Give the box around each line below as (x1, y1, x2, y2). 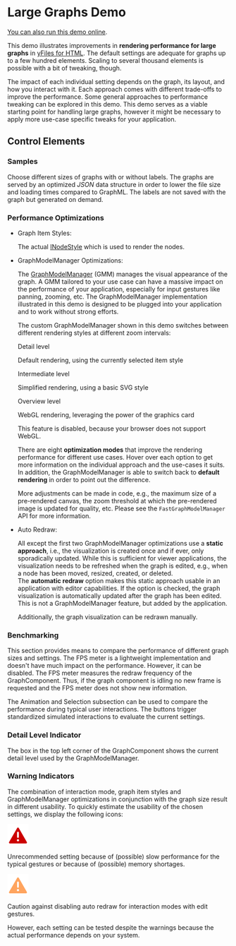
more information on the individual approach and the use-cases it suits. (17, 460, 225, 469)
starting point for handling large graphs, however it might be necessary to (7, 107, 221, 116)
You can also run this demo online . (7, 28, 108, 36)
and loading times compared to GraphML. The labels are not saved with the (7, 188, 226, 196)
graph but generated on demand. (7, 195, 104, 203)
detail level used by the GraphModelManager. (7, 753, 139, 762)
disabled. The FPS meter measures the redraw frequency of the (7, 669, 192, 678)
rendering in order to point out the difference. (17, 475, 151, 484)
